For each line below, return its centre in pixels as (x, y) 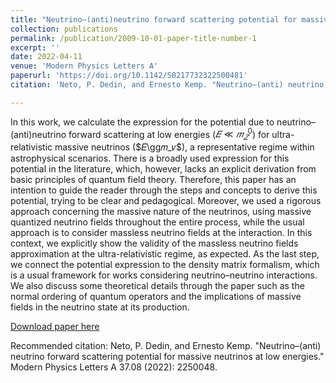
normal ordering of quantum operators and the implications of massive (156, 297)
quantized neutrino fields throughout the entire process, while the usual (157, 222)
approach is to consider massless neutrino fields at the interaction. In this (161, 233)
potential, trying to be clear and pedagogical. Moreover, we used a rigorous (166, 201)
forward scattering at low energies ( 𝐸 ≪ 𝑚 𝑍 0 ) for (169, 134)
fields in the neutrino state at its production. (100, 307)
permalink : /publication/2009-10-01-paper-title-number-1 (133, 38)
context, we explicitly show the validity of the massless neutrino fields (154, 243)
